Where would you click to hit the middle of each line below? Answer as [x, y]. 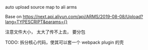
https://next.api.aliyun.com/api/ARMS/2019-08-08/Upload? [83, 16]
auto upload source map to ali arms [41, 7]
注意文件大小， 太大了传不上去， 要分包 [45, 32]
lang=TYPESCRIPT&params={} [36, 22]
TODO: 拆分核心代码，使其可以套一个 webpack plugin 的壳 [65, 42]
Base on [14, 16]
